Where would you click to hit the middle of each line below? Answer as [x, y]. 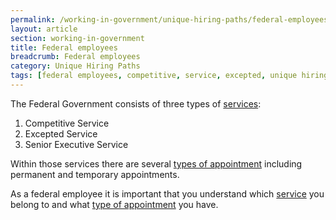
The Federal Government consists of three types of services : [136, 103]
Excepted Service [61, 133]
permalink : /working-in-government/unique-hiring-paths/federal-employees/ [171, 19]
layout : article [44, 29]
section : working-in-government [77, 38]
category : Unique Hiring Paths [75, 66]
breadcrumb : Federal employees [75, 57]
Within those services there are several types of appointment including [156, 163]
